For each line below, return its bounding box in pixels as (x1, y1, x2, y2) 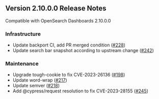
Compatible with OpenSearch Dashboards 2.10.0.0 (5, 17, 111, 23)
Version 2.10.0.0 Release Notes (5, 4, 107, 13)
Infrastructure (5, 30, 41, 37)
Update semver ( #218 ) (12, 83, 60, 89)
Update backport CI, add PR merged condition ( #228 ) (12, 42, 126, 48)
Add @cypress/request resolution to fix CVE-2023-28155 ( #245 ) (12, 88, 149, 94)
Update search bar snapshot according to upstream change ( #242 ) (12, 47, 154, 54)
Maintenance (5, 60, 39, 67)
